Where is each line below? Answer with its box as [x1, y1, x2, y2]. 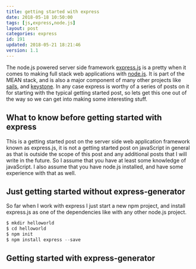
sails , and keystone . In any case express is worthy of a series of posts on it [6, 83, 189, 90]
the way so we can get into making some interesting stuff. [6, 95, 147, 102]
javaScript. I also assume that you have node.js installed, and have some [6, 163, 184, 170]
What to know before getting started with [6, 112, 162, 123]
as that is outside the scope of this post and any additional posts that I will [6, 150, 187, 158]
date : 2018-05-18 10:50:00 [6, 14, 73, 20]
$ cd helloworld [6, 226, 46, 232]
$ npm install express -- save [6, 237, 81, 243]
